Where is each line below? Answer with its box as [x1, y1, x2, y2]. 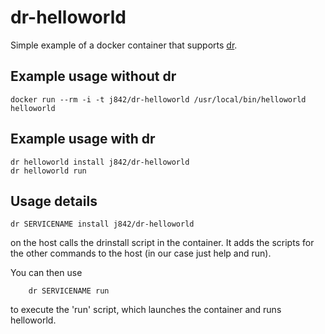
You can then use [10, 267, 83, 279]
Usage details [10, 192, 98, 210]
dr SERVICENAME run [28, 286, 110, 296]
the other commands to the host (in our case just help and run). [10, 247, 272, 260]
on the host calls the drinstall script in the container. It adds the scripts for [10, 237, 315, 249]
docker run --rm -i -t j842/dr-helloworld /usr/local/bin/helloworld [10, 94, 307, 105]
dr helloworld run [10, 166, 87, 176]
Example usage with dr [10, 131, 156, 148]
